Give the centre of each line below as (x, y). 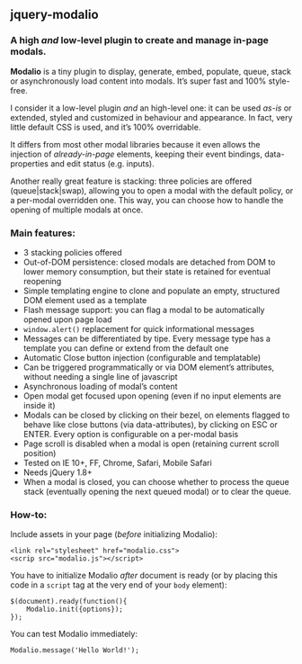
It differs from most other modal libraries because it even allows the (135, 144)
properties (29, 163)
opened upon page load (67, 319)
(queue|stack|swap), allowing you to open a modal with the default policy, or (152, 190)
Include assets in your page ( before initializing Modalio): (114, 534)
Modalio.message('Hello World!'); (75, 651)
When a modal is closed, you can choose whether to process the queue (156, 481)
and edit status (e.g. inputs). (102, 163)
